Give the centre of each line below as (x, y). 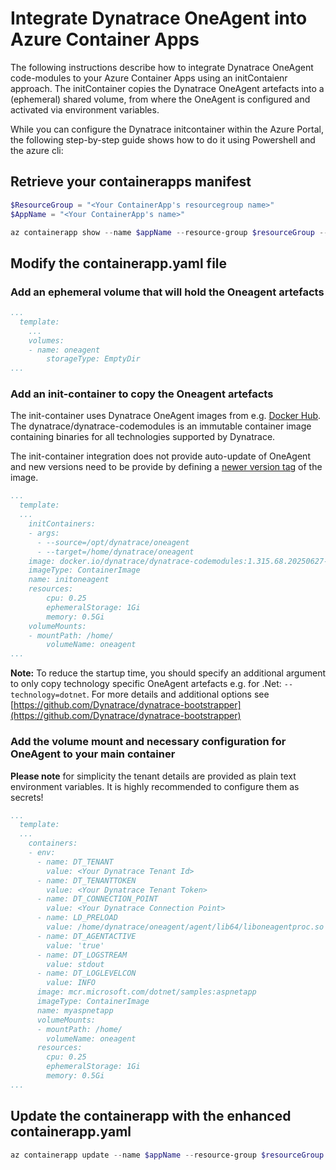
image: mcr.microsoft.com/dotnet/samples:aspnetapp (146, 992)
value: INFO (71, 983)
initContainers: (62, 524)
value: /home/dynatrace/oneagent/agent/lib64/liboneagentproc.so (185, 927)
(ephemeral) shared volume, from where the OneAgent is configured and (160, 99)
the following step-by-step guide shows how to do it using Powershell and (163, 139)
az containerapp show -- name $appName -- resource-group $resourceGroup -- (169, 232)
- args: (44, 533)
